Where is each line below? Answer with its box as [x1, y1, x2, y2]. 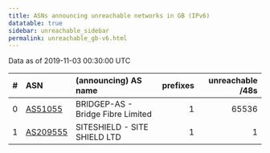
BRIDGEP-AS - [75, 99, 133, 110]
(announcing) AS [75, 75, 142, 87]
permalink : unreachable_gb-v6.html [8, 34, 128, 42]
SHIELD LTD [75, 131, 122, 143]
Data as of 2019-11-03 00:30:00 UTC [8, 56, 131, 66]
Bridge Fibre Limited [75, 109, 153, 120]
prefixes [162, 80, 194, 91]
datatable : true [8, 19, 63, 27]
